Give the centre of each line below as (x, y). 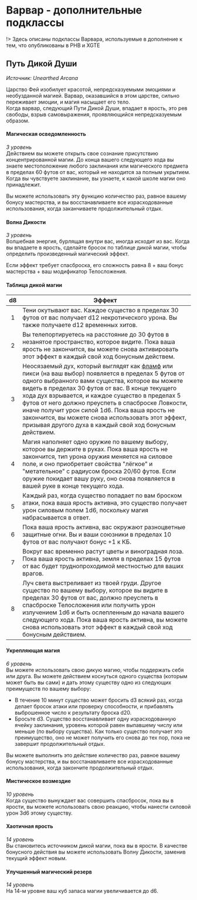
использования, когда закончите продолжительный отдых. (80, 768)
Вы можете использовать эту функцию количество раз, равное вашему (96, 196)
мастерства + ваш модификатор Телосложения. (67, 272)
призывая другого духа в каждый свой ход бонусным (99, 425)
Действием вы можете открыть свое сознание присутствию (82, 153)
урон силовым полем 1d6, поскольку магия (85, 511)
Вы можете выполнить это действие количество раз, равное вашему (93, 755)
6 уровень (19, 664)
